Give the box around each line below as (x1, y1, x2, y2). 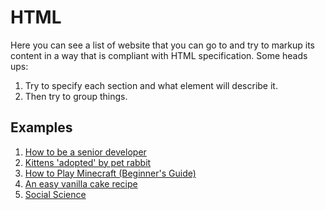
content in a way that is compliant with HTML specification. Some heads (10, 49, 308, 61)
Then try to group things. (24, 90, 128, 102)
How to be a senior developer (24, 146, 147, 158)
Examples (10, 119, 73, 136)
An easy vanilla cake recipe (24, 177, 138, 190)
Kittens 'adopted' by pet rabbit (24, 156, 152, 168)
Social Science (24, 188, 87, 200)
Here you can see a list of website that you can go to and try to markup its (10, 39, 315, 51)
